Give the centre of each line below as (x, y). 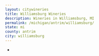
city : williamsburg (25, 36)
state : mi (15, 27)
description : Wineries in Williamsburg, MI (50, 18)
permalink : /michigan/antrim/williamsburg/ (50, 23)
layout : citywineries (27, 9)
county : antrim (20, 32)
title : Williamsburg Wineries (36, 14)
